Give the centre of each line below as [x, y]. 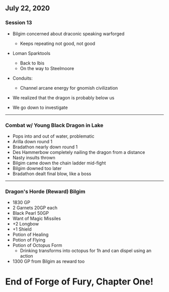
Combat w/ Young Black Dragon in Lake [54, 125]
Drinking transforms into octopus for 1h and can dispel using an [86, 251]
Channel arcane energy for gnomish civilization [69, 88]
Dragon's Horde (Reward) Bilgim [45, 191]
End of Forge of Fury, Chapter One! [79, 282]
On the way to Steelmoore [47, 68]
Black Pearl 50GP [31, 213]
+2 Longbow [26, 224]
